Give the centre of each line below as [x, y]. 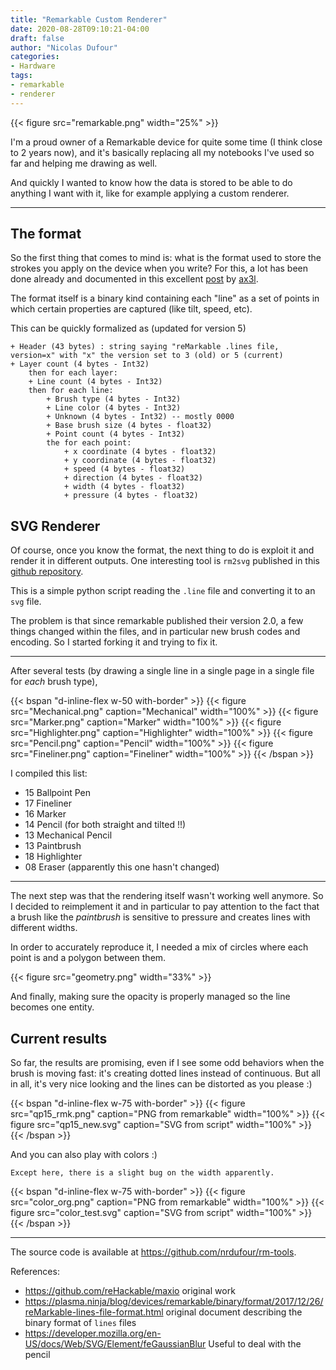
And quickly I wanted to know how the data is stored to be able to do [151, 182]
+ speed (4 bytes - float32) [124, 469]
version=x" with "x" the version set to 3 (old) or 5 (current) [147, 356]
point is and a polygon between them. [88, 958]
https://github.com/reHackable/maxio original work [130, 1291]
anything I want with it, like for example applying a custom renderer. [150, 193]
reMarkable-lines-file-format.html [94, 1312]
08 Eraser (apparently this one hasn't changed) [122, 867]
